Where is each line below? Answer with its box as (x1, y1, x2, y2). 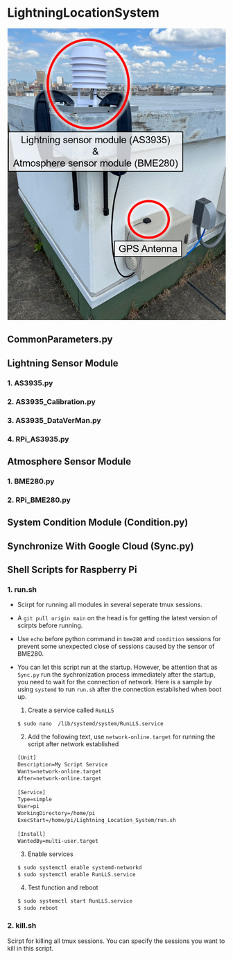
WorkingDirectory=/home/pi (17, 810, 96, 817)
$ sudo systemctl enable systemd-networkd (17, 864, 142, 871)
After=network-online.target (17, 775, 102, 782)
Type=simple (17, 796, 52, 803)
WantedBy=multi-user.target (17, 838, 98, 845)
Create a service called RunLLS (27, 706, 114, 714)
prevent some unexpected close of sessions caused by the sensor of (17, 642, 215, 651)
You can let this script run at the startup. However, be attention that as (17, 663, 218, 672)
